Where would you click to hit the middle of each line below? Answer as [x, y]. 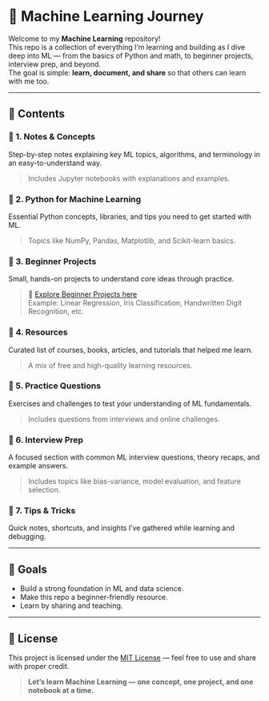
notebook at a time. [61, 691]
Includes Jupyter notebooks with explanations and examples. [129, 178]
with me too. [29, 81]
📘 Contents [37, 114]
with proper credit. [39, 667]
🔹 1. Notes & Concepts [52, 137]
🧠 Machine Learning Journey [106, 16]
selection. [44, 490]
